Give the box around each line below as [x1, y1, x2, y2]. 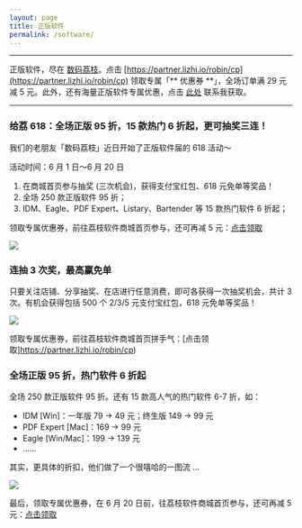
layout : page [9, 13, 58, 23]
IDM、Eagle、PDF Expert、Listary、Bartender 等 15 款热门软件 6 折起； [22, 203, 289, 214]
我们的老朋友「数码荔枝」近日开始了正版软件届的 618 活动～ [9, 141, 232, 153]
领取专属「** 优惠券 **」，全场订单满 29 [129, 76, 277, 86]
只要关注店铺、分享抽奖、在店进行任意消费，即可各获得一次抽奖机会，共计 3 [9, 286, 292, 296]
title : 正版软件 [9, 22, 65, 31]
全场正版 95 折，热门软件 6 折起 [9, 369, 147, 381]
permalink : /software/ [9, 30, 94, 39]
